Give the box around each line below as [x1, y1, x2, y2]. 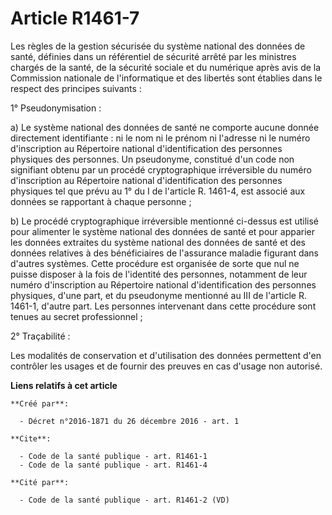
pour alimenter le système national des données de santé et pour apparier [10, 225, 315, 237]
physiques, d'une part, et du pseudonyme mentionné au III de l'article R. [10, 289, 307, 301]
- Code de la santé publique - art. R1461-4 [19, 460, 208, 470]
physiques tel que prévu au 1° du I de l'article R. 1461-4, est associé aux [10, 185, 306, 197]
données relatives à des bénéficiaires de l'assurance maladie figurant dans [10, 247, 320, 259]
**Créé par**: [10, 398, 70, 409]
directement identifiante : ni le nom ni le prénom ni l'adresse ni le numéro [10, 132, 311, 144]
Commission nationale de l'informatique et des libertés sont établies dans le [10, 72, 323, 84]
